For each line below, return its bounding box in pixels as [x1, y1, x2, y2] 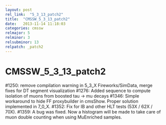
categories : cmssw [5, 26, 43, 31]
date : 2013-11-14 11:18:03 [5, 21, 66, 26]
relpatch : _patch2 [5, 44, 43, 49]
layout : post [5, 7, 32, 12]
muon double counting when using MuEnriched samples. [5, 114, 122, 120]
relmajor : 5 [5, 30, 30, 35]
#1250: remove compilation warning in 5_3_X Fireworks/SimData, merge [5, 82, 153, 88]
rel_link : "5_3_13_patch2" [5, 12, 64, 17]
